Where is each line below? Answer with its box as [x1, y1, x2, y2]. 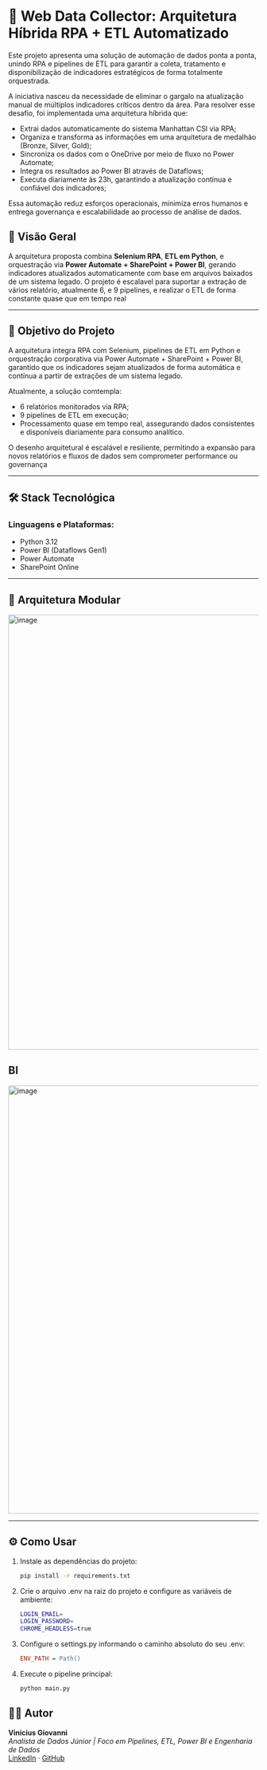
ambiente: [19, 1595, 53, 1604]
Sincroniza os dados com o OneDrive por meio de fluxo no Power [19, 149, 234, 159]
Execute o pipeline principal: [19, 1670, 113, 1679]
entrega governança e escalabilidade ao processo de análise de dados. [8, 206, 242, 216]
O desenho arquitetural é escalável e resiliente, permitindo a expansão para [8, 442, 256, 452]
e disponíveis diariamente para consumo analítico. [19, 427, 184, 437]
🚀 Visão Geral [8, 230, 77, 244]
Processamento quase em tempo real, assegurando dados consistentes [19, 419, 255, 428]
